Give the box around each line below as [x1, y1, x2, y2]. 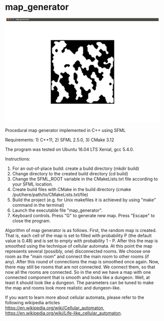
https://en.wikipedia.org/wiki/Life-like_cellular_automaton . [5, 310, 122, 316]
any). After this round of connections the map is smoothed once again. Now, [5, 258, 160, 264]
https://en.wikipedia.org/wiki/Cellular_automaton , [5, 305, 105, 311]
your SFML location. [12, 181, 53, 187]
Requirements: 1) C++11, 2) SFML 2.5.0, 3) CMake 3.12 [5, 137, 114, 143]
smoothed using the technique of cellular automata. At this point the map [5, 243, 153, 249]
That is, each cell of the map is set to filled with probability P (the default [5, 232, 152, 238]
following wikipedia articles [5, 299, 60, 305]
